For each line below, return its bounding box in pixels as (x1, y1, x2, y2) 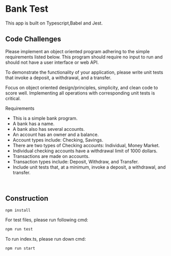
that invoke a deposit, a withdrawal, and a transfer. (5, 75, 112, 81)
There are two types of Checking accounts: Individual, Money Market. (12, 142, 160, 148)
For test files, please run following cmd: (5, 217, 88, 223)
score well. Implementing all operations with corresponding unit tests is (5, 90, 155, 96)
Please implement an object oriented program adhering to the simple (5, 48, 150, 54)
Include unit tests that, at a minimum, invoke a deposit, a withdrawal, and (12, 164, 166, 170)
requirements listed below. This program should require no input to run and (5, 54, 163, 60)
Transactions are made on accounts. (12, 153, 90, 159)
